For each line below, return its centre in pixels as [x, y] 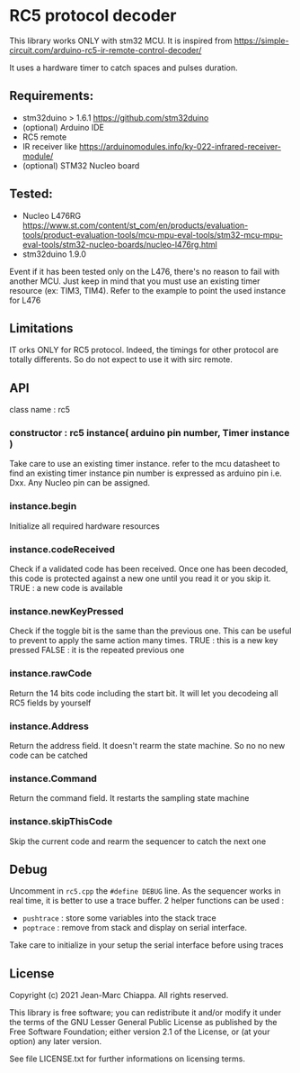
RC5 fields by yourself [50, 703]
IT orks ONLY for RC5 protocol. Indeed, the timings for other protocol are [144, 350]
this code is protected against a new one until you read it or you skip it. [140, 578]
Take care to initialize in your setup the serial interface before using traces [146, 945]
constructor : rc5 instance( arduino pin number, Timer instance [150, 433]
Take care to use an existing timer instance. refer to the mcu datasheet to [145, 464]
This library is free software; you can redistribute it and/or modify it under [146, 1013]
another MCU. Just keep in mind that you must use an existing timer [135, 281]
